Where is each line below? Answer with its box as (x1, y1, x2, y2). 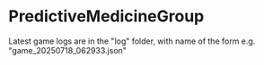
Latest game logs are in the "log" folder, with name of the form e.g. (8, 36, 256, 46)
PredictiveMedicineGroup (8, 6, 205, 27)
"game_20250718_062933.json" (8, 45, 128, 55)
